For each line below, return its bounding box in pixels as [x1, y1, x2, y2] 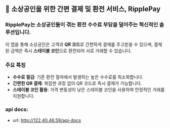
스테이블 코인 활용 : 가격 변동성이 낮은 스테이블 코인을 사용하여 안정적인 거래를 [12, 87, 165, 93]
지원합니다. [12, 93, 35, 99]
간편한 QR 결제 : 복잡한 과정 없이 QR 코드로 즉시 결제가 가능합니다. [12, 80, 142, 86]
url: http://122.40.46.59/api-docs [12, 117, 81, 123]
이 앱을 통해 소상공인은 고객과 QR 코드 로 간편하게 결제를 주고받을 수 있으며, [5, 41, 153, 47]
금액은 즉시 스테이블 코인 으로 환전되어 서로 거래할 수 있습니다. [10, 48, 132, 54]
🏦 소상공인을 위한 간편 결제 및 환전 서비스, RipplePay [5, 5, 161, 14]
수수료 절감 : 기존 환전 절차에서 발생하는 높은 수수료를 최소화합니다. [12, 74, 144, 80]
